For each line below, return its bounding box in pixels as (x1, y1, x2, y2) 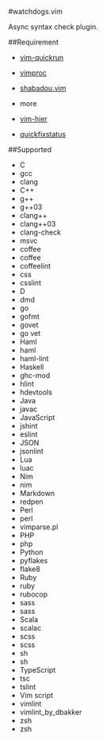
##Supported (8, 145, 52, 154)
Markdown (19, 489, 55, 498)
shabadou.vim (19, 83, 66, 93)
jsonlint (19, 447, 44, 456)
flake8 (19, 564, 41, 574)
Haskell (19, 362, 44, 372)
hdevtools (19, 387, 53, 397)
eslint (19, 429, 38, 439)
